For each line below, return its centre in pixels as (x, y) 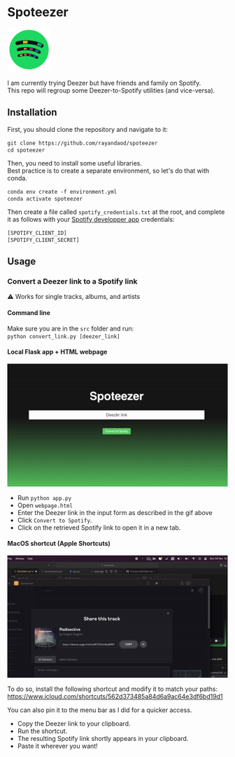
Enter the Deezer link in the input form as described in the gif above (115, 512)
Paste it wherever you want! (57, 746)
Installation (32, 113)
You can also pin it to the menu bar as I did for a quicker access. (100, 710)
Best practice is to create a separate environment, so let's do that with (108, 170)
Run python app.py (44, 497)
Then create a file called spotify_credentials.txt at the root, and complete (116, 212)
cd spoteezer (26, 150)
